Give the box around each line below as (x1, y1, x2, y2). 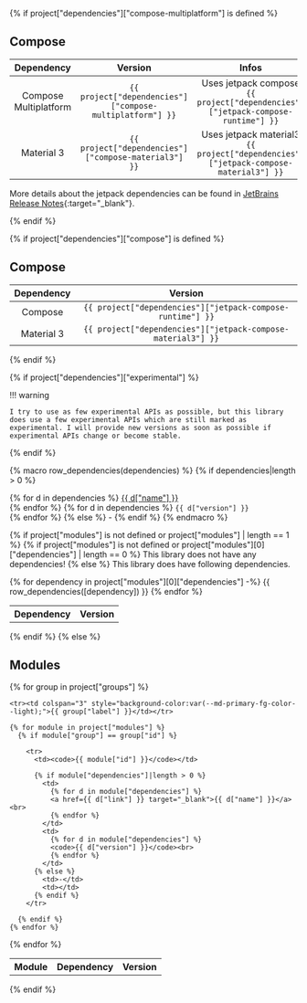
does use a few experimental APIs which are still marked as (9, 415, 248, 424)
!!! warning (9, 389, 50, 400)
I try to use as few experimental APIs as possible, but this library (9, 406, 284, 417)
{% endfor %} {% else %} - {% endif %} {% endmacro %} (9, 512, 228, 523)
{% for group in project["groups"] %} (9, 681, 149, 692)
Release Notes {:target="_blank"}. (9, 197, 135, 208)
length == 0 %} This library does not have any (83, 548, 258, 560)
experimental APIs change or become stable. (9, 431, 182, 440)
